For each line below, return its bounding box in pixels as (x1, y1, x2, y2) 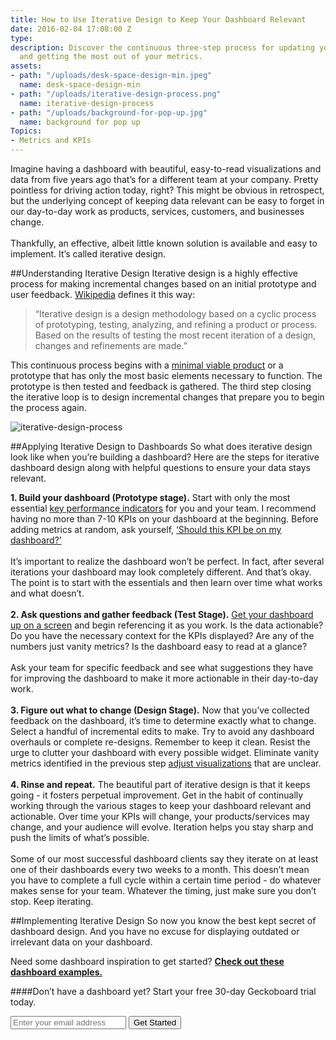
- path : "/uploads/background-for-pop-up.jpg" (10, 107, 208, 118)
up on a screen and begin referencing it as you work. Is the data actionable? (10, 619, 324, 631)
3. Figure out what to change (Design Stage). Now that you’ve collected (10, 704, 310, 716)
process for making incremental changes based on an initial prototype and (10, 278, 317, 290)
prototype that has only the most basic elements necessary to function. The (10, 370, 323, 381)
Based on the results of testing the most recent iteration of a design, (34, 329, 317, 341)
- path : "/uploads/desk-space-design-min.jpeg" (10, 71, 213, 81)
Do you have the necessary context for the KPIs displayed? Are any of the (10, 630, 315, 641)
